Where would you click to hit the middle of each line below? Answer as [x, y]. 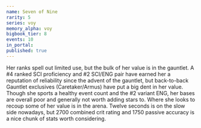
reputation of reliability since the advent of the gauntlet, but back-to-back [97, 80]
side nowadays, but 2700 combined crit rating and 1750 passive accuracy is [100, 112]
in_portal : [20, 45]
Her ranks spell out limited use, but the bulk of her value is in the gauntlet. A [100, 68]
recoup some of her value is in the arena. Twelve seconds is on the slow [96, 106]
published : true [26, 51]
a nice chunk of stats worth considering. [56, 118]
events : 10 [20, 39]
